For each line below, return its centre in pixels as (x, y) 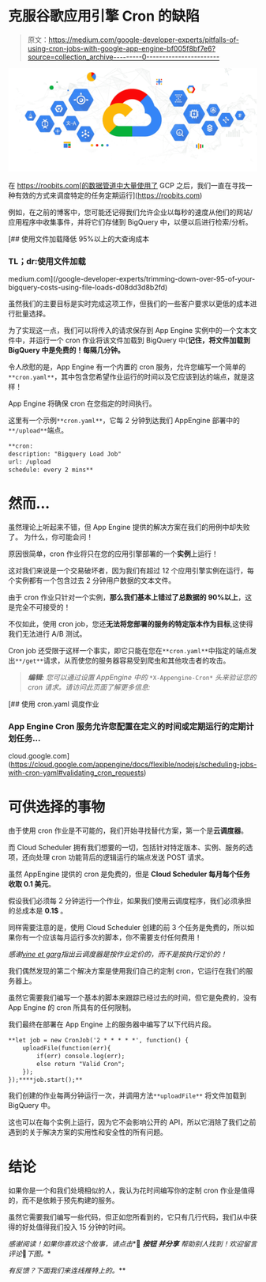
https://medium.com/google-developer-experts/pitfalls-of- (144, 40)
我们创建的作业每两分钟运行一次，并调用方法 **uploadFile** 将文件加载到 (127, 1095)
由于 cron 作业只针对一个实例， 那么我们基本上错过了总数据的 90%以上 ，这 (130, 597)
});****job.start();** (45, 1080)
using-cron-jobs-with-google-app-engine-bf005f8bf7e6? (121, 48)
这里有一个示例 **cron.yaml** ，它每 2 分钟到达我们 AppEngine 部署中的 (124, 420)
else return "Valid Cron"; (81, 1065)
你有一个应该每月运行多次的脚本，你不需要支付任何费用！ (108, 937)
